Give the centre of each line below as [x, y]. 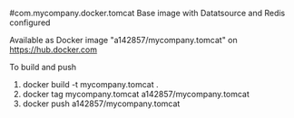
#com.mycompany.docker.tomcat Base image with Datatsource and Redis [147, 13]
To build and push [43, 67]
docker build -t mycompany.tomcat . [90, 84]
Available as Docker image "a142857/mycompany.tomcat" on [123, 40]
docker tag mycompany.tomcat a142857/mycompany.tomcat [136, 94]
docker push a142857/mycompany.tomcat [101, 104]
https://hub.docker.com [54, 50]
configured [30, 23]
